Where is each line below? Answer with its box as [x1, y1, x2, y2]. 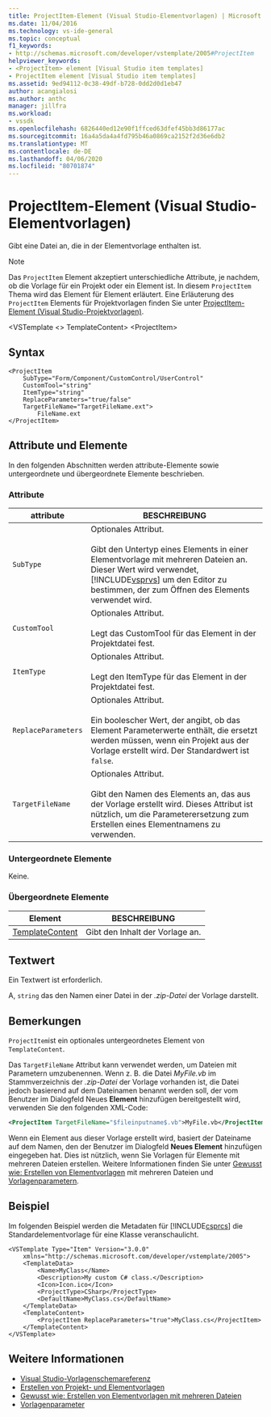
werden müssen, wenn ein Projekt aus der [90, 734, 250, 746]
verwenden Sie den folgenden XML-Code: [8, 1103, 148, 1113]
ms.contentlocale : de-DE [8, 147, 92, 155]
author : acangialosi [8, 87, 78, 95]
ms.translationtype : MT [8, 139, 89, 148]
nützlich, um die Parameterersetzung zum [90, 808, 249, 819]
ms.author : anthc [8, 95, 67, 103]
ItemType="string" [23, 388, 85, 396]
